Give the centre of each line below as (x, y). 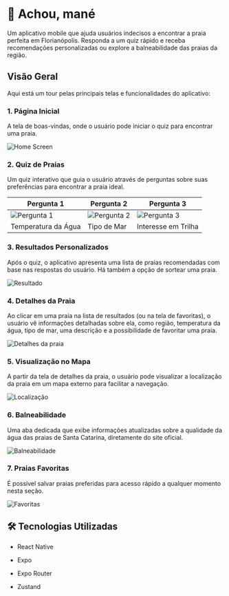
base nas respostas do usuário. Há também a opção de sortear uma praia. (112, 269)
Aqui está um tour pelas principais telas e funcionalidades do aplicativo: (109, 93)
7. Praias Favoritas (38, 469)
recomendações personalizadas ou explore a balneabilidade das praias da (112, 47)
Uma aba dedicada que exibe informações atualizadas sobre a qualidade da (115, 430)
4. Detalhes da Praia (41, 301)
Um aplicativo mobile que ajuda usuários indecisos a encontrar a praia (107, 33)
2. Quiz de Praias (36, 164)
